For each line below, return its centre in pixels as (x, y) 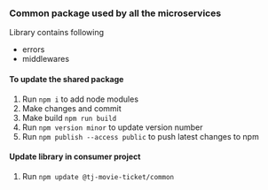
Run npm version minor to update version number (112, 127)
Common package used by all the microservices (115, 13)
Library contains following (57, 33)
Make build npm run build (69, 118)
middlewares (45, 59)
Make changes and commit (71, 108)
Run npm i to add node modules (80, 99)
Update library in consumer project (75, 156)
